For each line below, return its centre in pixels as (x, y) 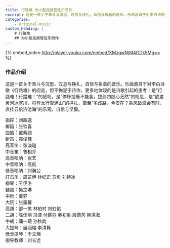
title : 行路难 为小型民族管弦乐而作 (39, 10)
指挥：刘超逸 (18, 120)
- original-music (33, 24)
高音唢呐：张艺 (21, 158)
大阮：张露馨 (18, 202)
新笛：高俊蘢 (18, 139)
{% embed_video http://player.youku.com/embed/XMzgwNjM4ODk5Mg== (83, 52)
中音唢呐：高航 (21, 164)
